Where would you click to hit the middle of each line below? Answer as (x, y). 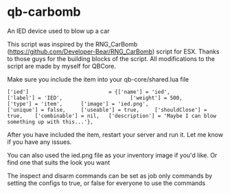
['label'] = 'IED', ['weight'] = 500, (95, 98)
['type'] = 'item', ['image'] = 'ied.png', (78, 104)
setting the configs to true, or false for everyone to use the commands (106, 183)
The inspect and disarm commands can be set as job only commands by (110, 175)
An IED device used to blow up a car (58, 31)
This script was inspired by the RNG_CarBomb (72, 44)
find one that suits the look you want (59, 162)
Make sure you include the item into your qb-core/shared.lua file (98, 79)
